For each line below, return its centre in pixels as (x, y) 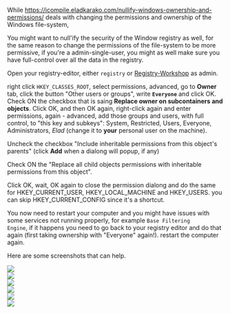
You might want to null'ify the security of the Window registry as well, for (111, 38)
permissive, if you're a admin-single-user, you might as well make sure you (114, 52)
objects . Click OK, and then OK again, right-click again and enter (99, 108)
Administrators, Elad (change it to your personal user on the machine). (107, 130)
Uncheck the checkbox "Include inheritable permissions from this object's (112, 144)
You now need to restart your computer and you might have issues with (108, 213)
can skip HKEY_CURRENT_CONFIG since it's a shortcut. (86, 200)
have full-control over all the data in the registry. (75, 60)
